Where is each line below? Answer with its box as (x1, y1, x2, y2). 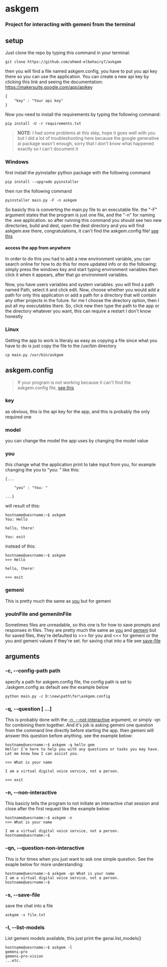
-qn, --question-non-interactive (5, 845, 85, 852)
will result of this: (5, 503, 40, 509)
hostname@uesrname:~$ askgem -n (5, 815, 72, 821)
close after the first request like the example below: (5, 806, 111, 812)
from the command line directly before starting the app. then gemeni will (5, 728, 154, 733)
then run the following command (5, 188, 72, 194)
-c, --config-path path (5, 667, 61, 674)
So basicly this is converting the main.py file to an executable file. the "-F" (5, 206, 158, 213)
